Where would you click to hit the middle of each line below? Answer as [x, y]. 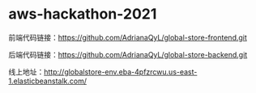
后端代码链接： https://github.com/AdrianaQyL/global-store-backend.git [128, 54]
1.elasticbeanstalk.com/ [48, 81]
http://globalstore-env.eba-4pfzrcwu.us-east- [121, 72]
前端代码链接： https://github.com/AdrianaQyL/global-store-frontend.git [128, 37]
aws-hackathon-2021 [83, 14]
